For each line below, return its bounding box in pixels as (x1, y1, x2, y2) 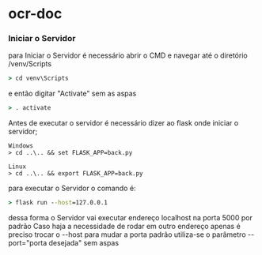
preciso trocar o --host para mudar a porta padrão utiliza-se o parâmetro (8, 230, 247, 239)
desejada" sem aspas (48, 238, 120, 248)
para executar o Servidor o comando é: (8, 183, 136, 193)
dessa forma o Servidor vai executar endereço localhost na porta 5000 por (8, 213, 253, 223)
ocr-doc (8, 5, 63, 23)
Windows (8, 142, 34, 150)
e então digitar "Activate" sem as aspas (8, 88, 137, 99)
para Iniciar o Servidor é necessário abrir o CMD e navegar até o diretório (8, 51, 248, 60)
